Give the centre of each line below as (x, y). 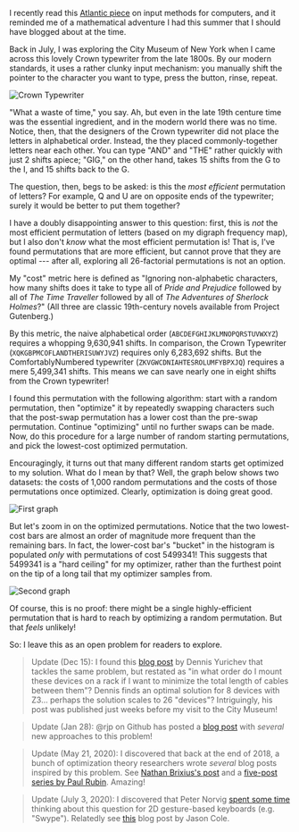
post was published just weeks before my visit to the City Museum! (154, 709)
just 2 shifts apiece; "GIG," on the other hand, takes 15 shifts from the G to (145, 160)
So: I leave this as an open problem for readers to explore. (116, 644)
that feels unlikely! (43, 627)
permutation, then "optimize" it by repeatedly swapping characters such (142, 408)
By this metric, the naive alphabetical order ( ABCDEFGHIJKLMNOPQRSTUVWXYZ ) (144, 333)
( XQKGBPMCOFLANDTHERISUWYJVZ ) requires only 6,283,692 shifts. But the (136, 353)
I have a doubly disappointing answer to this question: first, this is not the (144, 223)
